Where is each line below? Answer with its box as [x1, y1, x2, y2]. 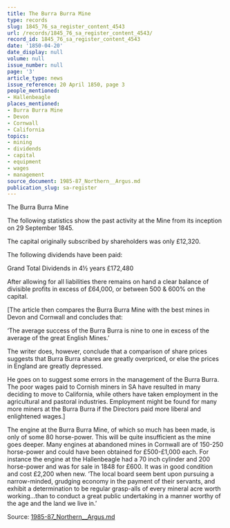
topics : [7, 132, 30, 139]
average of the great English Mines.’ [7, 334, 110, 342]
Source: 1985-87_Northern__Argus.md [7, 513, 115, 521]
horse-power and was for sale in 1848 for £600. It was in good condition [7, 462, 213, 471]
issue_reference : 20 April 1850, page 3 [7, 81, 126, 88]
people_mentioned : [7, 87, 60, 94]
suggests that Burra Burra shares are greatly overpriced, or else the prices [7, 355, 220, 363]
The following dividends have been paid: [7, 251, 123, 259]
